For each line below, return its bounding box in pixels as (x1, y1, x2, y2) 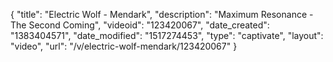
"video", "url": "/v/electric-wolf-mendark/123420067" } (10, 40, 238, 52)
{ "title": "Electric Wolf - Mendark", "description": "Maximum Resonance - (10, 9, 314, 20)
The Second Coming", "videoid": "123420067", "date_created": (10, 19, 270, 31)
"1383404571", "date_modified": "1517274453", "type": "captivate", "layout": (10, 30, 324, 41)
